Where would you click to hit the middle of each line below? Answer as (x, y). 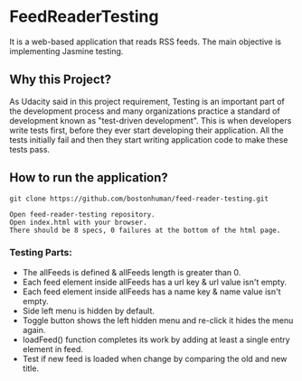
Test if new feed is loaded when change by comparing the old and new (155, 358)
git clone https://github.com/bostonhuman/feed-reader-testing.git (139, 199)
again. (34, 330)
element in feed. (53, 348)
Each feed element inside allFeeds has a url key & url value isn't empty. (155, 282)
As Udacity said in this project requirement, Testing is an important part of (147, 101)
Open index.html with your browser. (78, 222)
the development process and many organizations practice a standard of (145, 111)
